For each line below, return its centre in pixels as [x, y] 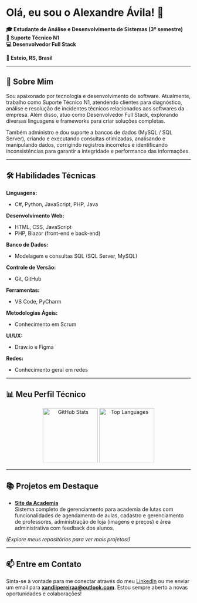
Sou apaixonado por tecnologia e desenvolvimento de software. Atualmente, [98, 96]
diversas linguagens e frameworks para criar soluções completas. [86, 121]
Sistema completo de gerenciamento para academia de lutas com [94, 509]
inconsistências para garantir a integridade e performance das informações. [98, 151]
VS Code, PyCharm [38, 301]
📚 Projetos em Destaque [52, 486]
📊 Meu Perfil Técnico [46, 394]
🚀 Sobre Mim [30, 82]
